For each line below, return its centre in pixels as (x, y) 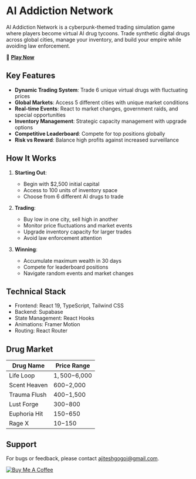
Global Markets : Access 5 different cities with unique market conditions (102, 102)
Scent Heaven (28, 385)
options (24, 127)
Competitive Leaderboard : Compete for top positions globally (90, 133)
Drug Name (28, 366)
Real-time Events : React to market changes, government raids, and (96, 108)
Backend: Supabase (39, 312)
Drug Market (30, 349)
